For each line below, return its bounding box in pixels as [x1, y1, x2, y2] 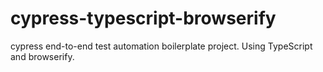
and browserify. [10, 50, 75, 62]
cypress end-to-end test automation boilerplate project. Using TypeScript [10, 40, 313, 52]
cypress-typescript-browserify [10, 7, 277, 30]
